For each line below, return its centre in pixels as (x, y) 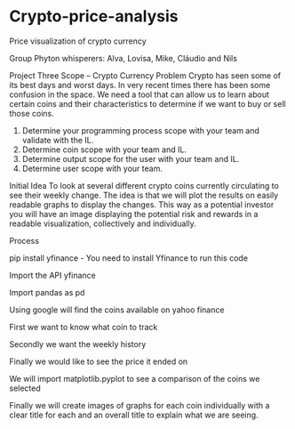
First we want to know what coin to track (84, 327)
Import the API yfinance (52, 275)
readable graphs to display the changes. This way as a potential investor (142, 204)
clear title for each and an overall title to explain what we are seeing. (134, 415)
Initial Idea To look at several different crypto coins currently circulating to (144, 185)
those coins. (32, 113)
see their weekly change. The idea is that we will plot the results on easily (144, 195)
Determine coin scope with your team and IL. (104, 150)
